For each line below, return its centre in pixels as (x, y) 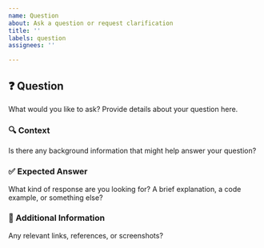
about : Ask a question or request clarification (91, 23)
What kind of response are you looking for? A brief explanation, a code (125, 189)
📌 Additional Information (57, 218)
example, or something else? (56, 198)
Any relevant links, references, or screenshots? (86, 235)
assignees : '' (32, 46)
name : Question (34, 16)
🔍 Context (29, 130)
